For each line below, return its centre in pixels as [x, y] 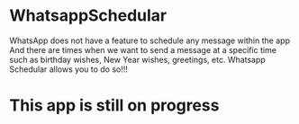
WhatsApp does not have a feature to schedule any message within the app [150, 40]
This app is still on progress [114, 106]
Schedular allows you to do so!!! [69, 69]
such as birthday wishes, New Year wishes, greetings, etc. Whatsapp [137, 59]
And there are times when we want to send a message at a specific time [143, 49]
